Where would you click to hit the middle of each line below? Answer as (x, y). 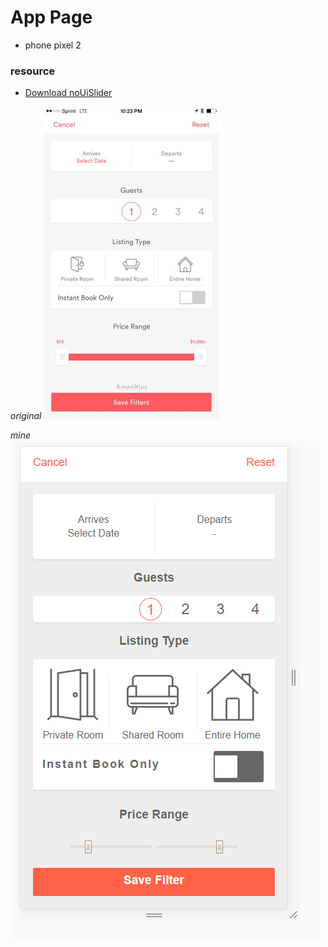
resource (33, 71)
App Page (51, 17)
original (26, 416)
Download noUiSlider (68, 93)
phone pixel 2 (53, 45)
